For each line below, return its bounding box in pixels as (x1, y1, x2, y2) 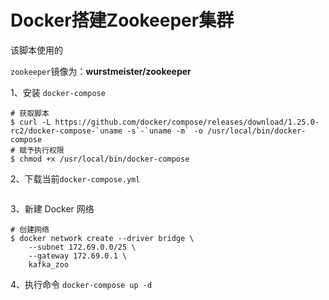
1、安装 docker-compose (10, 86, 106, 98)
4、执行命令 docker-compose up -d (10, 278, 153, 290)
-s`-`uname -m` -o (126, 126, 203, 136)
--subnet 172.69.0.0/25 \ (28, 242, 137, 252)
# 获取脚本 (10, 108, 50, 118)
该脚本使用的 (10, 44, 63, 56)
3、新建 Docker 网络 (10, 202, 95, 215)
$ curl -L (10, 117, 52, 127)
